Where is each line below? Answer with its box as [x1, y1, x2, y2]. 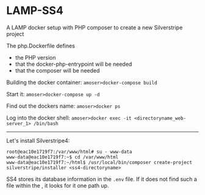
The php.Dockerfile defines [6, 42, 75, 49]
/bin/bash [33, 120, 59, 127]
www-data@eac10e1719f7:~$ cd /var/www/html [6, 154, 119, 160]
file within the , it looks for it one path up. [6, 182, 109, 189]
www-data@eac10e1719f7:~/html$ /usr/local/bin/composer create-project [6, 159, 192, 165]
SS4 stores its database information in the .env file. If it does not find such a [6, 175, 197, 183]
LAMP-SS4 [6, 4, 64, 18]
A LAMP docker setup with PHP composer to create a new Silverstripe [6, 24, 183, 31]
